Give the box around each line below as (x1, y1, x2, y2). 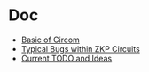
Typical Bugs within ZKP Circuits (20, 43, 141, 54)
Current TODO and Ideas (20, 53, 113, 63)
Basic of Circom (20, 34, 81, 45)
